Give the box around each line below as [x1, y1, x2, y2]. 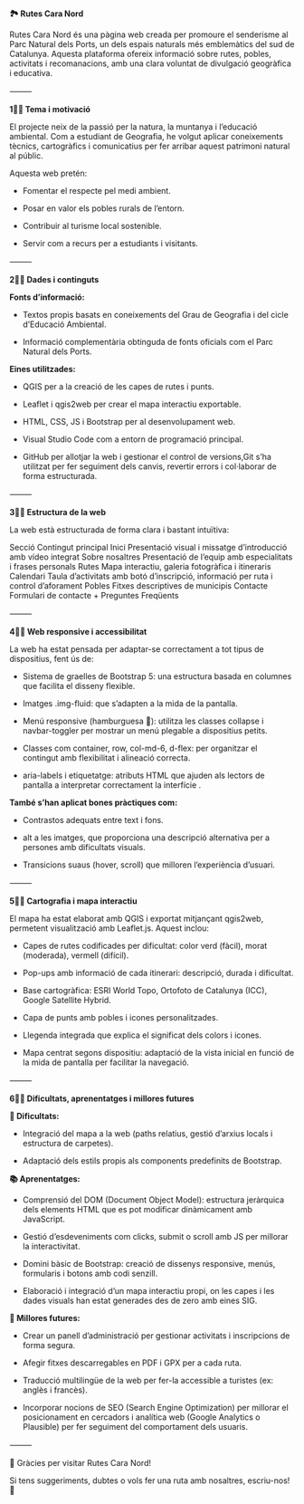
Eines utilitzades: [9, 364, 76, 374]
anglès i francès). [22, 1384, 88, 1395]
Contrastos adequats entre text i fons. [22, 815, 165, 825]
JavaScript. [22, 1213, 66, 1224]
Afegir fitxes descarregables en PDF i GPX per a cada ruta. [22, 1357, 242, 1368]
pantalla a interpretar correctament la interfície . [22, 780, 202, 790]
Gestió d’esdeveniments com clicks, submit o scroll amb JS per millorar [22, 1231, 289, 1241]
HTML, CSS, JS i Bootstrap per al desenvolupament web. [22, 417, 236, 426]
